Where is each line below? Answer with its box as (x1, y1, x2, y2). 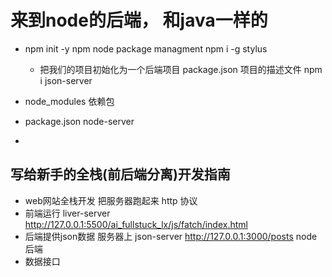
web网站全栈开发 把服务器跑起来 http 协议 (24, 194, 198, 206)
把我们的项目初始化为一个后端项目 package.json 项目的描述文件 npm (39, 63, 323, 75)
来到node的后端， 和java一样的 (10, 9, 268, 32)
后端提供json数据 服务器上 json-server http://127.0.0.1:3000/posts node (24, 230, 318, 242)
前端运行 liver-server (24, 207, 111, 219)
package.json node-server (24, 115, 135, 127)
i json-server (39, 74, 93, 86)
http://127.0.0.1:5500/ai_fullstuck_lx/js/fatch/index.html (24, 218, 248, 230)
